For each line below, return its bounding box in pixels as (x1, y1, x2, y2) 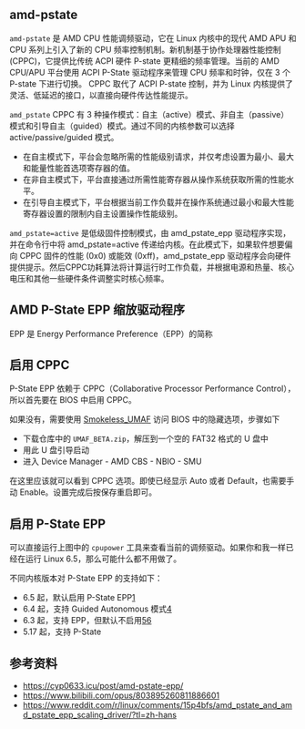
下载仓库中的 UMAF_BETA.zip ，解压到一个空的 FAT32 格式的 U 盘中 (22, 433, 269, 445)
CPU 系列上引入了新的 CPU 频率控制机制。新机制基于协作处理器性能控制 (9, 44, 281, 55)
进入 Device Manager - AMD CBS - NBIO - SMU (22, 456, 202, 467)
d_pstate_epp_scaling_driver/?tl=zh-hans (22, 710, 178, 721)
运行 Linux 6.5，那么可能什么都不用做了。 (25, 553, 182, 564)
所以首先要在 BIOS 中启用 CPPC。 (9, 395, 137, 406)
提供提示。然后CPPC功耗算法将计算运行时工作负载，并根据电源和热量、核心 (9, 262, 295, 272)
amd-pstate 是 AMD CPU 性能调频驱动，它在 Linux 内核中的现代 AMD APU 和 (9, 32, 297, 44)
